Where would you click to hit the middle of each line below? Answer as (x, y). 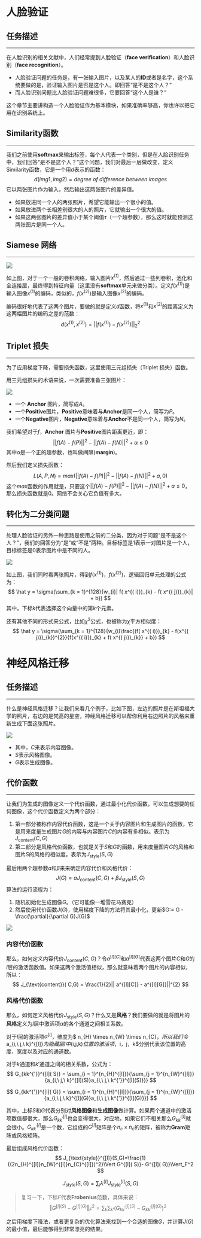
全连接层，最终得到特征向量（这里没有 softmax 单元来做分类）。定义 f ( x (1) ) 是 (98, 285)
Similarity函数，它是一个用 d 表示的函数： (56, 169)
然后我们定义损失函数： (35, 465)
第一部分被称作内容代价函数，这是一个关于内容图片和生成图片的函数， (101, 824)
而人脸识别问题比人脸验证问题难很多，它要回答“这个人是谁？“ (91, 92)
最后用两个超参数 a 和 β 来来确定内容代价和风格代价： (70, 868)
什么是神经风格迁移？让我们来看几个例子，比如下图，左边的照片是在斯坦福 (98, 708)
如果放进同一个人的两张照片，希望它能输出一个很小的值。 (86, 202)
